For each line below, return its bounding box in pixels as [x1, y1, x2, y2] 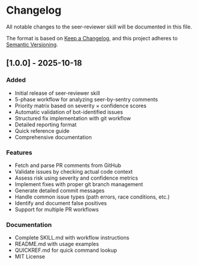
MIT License [14, 253, 46, 260]
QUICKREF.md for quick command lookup [14, 247, 117, 254]
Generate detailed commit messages [14, 187, 105, 194]
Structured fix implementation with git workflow [14, 114, 132, 122]
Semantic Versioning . [6, 41, 58, 48]
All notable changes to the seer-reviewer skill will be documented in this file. [6, 23, 193, 30]
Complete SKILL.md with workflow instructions [14, 234, 129, 241]
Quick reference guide [14, 127, 70, 134]
